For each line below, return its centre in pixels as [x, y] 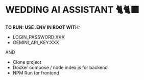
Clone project [27, 62]
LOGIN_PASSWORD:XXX [39, 37]
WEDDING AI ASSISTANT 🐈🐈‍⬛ [72, 10]
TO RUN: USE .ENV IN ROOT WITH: [43, 27]
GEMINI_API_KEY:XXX [36, 42]
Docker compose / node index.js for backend [60, 67]
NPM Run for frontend [36, 73]
